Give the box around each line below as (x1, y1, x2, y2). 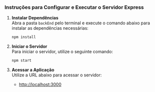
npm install (11, 35, 36, 40)
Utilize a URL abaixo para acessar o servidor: (11, 72, 102, 78)
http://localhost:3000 (18, 82, 62, 88)
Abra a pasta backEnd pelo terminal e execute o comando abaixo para (11, 20, 150, 26)
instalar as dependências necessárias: (11, 25, 88, 31)
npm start (11, 58, 32, 63)
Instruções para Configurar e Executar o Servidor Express (4, 4, 144, 11)
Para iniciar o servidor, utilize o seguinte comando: (11, 49, 113, 55)
